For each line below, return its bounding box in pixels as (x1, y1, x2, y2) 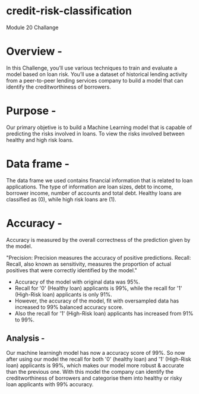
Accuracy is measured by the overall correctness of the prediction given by (6, 236, 191, 243)
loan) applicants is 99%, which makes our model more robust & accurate (6, 361, 184, 369)
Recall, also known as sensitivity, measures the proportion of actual (6, 260, 171, 267)
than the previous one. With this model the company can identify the (6, 368, 174, 375)
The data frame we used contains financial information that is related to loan (6, 176, 193, 184)
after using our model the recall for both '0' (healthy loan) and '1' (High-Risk (6, 355, 192, 363)
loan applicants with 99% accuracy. (6, 380, 94, 387)
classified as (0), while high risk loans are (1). (6, 196, 117, 203)
